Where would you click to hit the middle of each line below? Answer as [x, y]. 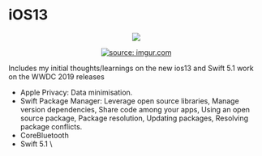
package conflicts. [51, 126]
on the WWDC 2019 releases [57, 76]
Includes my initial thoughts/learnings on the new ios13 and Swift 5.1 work [131, 68]
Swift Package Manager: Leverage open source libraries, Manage [129, 101]
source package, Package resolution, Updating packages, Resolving [134, 118]
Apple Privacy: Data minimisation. [76, 92]
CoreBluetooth [44, 135]
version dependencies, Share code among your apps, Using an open [135, 109]
